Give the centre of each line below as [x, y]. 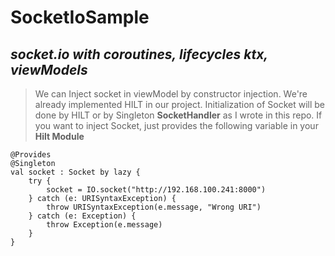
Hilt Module [59, 136]
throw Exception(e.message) [104, 225]
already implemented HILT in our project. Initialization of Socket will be [180, 104]
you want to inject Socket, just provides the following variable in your [176, 125]
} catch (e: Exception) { [82, 216]
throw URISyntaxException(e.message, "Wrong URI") [154, 207]
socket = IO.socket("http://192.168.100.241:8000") [156, 190]
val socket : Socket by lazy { [75, 172]
